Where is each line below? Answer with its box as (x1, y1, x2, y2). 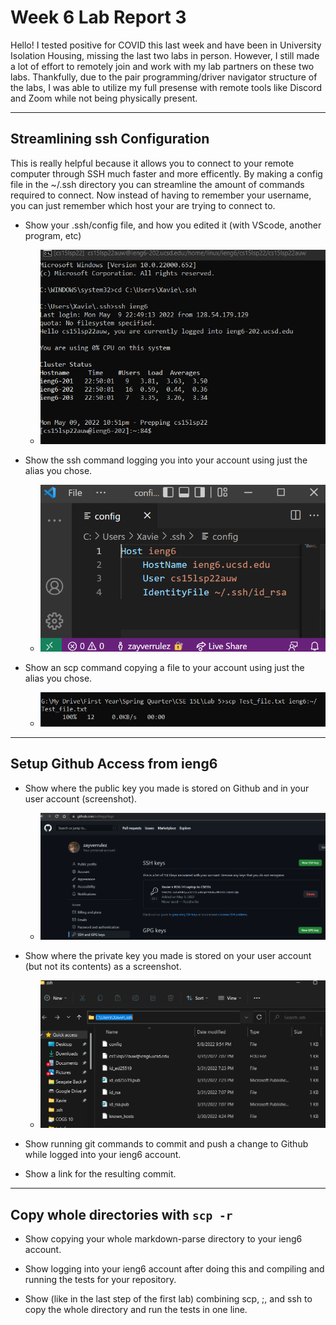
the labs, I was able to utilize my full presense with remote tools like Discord (10, 81, 323, 93)
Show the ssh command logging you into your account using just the (24, 454, 308, 466)
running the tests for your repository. (24, 1274, 177, 1286)
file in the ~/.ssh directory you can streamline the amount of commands (10, 178, 305, 190)
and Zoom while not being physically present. (10, 92, 198, 104)
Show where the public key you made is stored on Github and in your (24, 782, 310, 794)
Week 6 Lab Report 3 (10, 6, 187, 29)
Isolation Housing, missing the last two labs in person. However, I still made (10, 49, 320, 61)
